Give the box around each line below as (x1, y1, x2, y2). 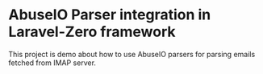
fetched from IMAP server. (8, 58, 97, 68)
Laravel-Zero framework (8, 23, 176, 41)
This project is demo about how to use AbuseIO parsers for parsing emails (8, 49, 256, 59)
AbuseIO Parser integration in (8, 6, 211, 24)
